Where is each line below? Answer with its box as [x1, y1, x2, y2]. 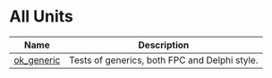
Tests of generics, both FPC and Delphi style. [68, 54, 259, 66]
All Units [9, 6, 73, 27]
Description [138, 39, 190, 51]
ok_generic [13, 54, 61, 66]
